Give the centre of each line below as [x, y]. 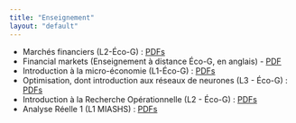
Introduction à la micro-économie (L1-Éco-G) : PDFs [119, 70]
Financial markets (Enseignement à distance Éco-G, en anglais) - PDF [152, 61]
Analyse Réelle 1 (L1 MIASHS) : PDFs [90, 109]
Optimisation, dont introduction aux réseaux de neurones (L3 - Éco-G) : [155, 80]
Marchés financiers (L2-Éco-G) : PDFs [93, 51]
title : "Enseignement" [52, 18]
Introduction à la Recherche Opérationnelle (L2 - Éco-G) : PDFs [139, 99]
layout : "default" [44, 26]
